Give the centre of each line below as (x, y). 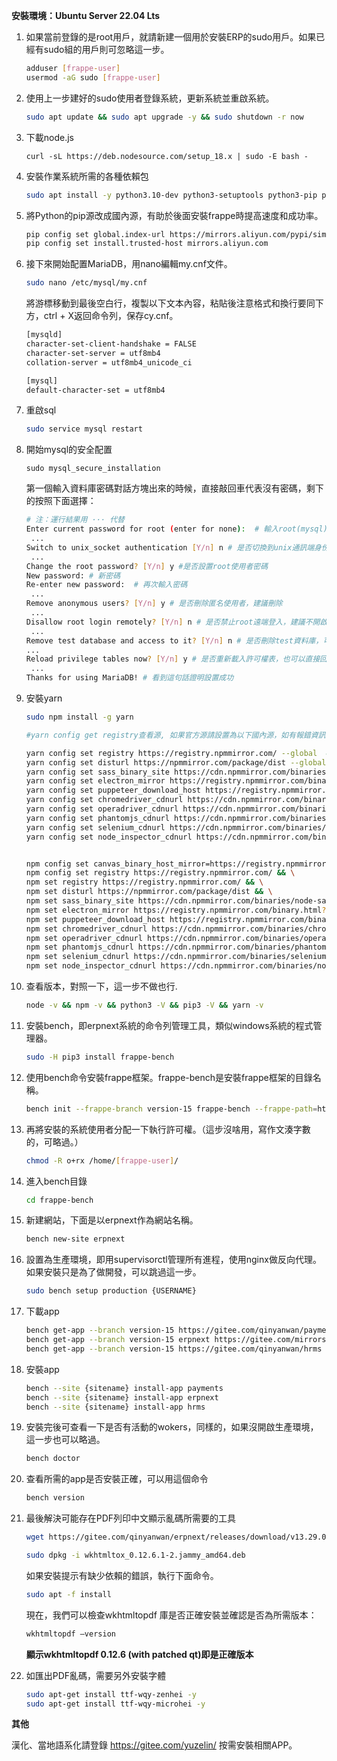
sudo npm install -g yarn (79, 717)
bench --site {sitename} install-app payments (124, 1388)
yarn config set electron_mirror (95, 781)
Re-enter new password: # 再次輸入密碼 (106, 585)
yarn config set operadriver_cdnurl (102, 809)
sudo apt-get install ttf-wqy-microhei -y (115, 1704)
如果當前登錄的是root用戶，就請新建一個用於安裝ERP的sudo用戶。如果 (171, 37)
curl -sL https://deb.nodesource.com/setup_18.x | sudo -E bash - (167, 156)
